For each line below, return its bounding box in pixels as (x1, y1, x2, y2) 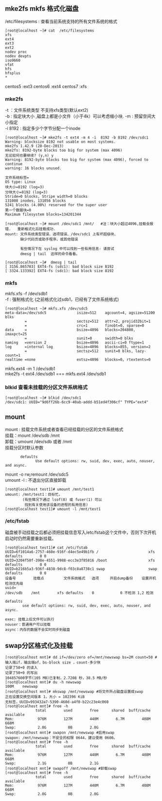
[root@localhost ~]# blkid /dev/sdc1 (5, 395, 81, 400)
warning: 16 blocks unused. (5, 166, 62, 171)
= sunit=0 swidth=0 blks (24, 336, 133, 341)
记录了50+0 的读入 (5, 665, 38, 670)
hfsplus (5, 70, 21, 75)
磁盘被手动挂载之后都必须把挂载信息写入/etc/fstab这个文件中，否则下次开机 (5, 529, 157, 535)
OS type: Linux (5, 179, 36, 185)
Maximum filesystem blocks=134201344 (5, 212, 81, 217)
